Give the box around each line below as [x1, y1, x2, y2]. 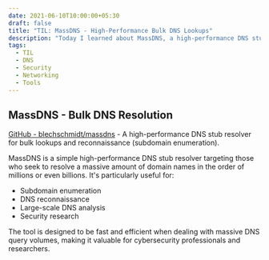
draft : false [8, 19, 52, 27]
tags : [8, 42, 26, 50]
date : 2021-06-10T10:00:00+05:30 [8, 11, 120, 20]
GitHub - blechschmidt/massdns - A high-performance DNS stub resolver [8, 130, 252, 139]
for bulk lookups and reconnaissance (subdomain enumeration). [8, 138, 220, 148]
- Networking [15, 71, 59, 79]
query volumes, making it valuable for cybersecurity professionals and [8, 235, 241, 245]
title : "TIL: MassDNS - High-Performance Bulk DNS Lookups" [8, 26, 214, 34]
